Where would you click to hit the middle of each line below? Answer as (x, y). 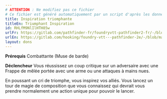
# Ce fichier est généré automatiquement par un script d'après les (78, 14)
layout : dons (19, 42)
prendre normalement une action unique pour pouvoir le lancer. (70, 91)
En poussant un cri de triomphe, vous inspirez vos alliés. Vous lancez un (79, 80)
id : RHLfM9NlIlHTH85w (28, 28)
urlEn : (12, 38)
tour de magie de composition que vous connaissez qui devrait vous (75, 86)
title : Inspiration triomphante (39, 19)
